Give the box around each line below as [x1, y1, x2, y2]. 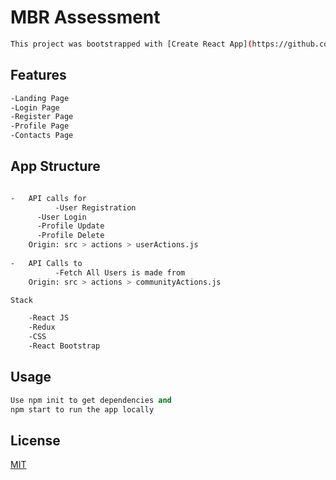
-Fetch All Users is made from [54, 267, 186, 278]
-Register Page [10, 112, 74, 122]
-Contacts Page [10, 131, 74, 141]
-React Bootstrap [28, 341, 101, 351]
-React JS [28, 313, 70, 323]
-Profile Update [36, 221, 105, 231]
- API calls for [10, 193, 87, 203]
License [10, 432, 61, 449]
